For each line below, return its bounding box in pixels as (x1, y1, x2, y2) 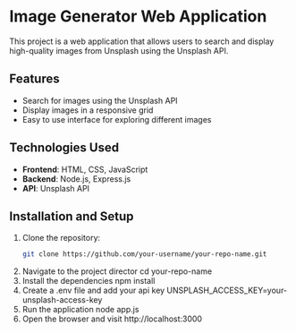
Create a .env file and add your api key (21, 285, 165, 296)
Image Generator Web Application (9, 6, 267, 27)
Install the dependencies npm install (21, 276, 156, 286)
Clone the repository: (21, 233, 101, 243)
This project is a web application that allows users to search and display (9, 36, 275, 47)
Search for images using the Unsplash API (21, 95, 178, 106)
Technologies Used (9, 141, 119, 156)
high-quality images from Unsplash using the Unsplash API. (9, 45, 229, 55)
